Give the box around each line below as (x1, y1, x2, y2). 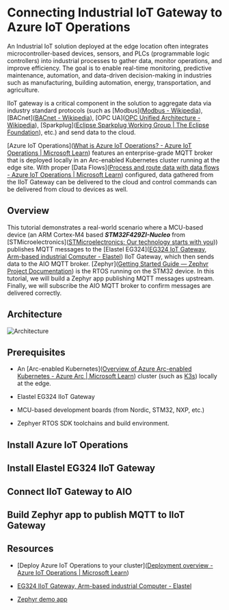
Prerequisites (7, 346, 66, 358)
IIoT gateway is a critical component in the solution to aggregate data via (7, 99, 212, 107)
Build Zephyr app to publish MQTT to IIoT (7, 509, 185, 520)
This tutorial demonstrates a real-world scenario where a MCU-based (7, 223, 204, 231)
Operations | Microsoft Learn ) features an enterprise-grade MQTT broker (7, 149, 213, 157)
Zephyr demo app (16, 595, 68, 603)
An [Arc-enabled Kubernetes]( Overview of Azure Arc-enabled (16, 365, 192, 373)
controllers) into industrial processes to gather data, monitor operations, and (7, 56, 222, 64)
